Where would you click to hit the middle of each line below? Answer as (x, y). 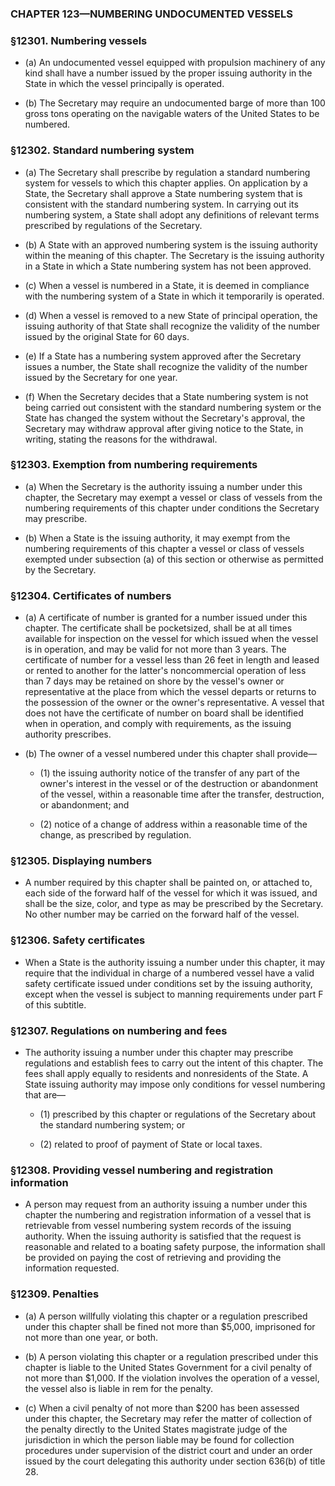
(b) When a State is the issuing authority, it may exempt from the (157, 538)
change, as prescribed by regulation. (115, 835)
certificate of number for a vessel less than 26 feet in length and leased (172, 660)
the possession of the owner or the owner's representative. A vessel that (174, 703)
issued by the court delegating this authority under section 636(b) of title (175, 1461)
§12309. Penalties (55, 1294)
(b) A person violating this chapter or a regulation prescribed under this (171, 1356)
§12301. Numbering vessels (79, 40)
